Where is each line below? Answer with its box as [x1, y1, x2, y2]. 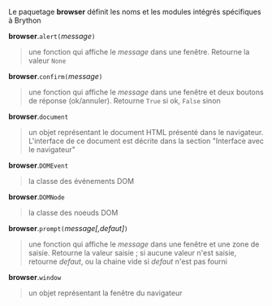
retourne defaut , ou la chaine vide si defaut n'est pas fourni [28, 256, 227, 266]
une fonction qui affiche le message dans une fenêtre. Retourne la [28, 47, 250, 56]
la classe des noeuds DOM [28, 208, 119, 217]
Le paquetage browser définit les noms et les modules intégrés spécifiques [8, 7, 261, 16]
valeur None [28, 56, 67, 65]
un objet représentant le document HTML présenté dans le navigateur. [28, 128, 264, 137]
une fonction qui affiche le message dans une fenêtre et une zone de [28, 239, 260, 249]
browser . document [8, 111, 69, 121]
